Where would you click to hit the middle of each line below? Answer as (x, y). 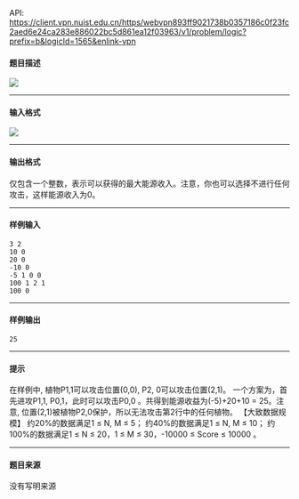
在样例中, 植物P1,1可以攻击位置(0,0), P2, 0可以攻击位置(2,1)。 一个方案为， (145, 390)
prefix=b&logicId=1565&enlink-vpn (73, 41)
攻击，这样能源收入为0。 (55, 194)
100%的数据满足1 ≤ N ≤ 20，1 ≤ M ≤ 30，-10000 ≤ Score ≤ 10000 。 (135, 434)
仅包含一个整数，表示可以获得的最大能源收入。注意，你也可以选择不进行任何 (149, 183)
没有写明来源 (32, 486)
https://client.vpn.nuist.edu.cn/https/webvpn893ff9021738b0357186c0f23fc (149, 22)
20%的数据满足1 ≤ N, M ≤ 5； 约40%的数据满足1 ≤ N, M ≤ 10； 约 (155, 423)
